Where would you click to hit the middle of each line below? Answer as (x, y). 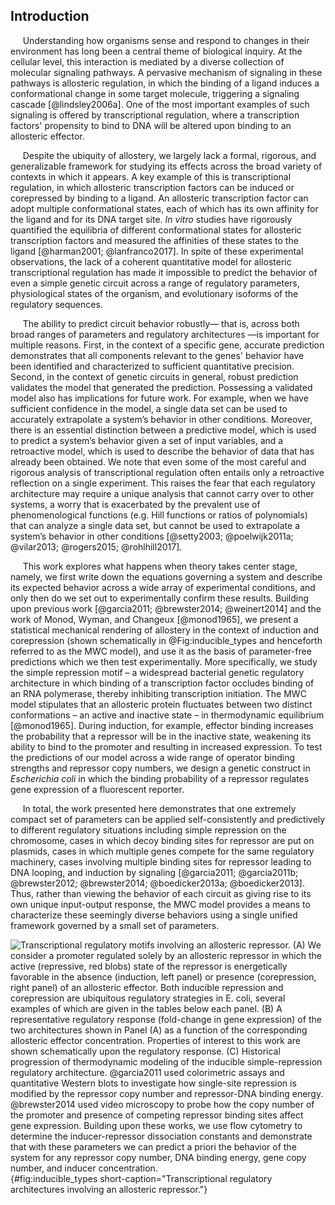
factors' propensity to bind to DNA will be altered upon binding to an (151, 125)
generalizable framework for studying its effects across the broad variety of (166, 166)
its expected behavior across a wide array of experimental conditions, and (163, 587)
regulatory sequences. (56, 304)
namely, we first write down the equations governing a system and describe (166, 576)
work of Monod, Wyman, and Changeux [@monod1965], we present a (154, 619)
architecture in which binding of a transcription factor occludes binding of (162, 683)
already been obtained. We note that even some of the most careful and (158, 461)
